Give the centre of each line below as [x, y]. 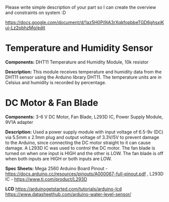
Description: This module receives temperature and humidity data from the [83, 72]
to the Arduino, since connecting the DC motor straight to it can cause [78, 143]
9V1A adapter [19, 122]
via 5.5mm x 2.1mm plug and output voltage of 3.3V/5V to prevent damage [82, 137]
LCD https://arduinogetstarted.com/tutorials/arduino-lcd [64, 189]
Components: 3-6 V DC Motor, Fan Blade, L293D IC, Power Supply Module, [84, 117]
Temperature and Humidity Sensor [79, 48]
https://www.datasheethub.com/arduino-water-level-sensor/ [68, 194]
